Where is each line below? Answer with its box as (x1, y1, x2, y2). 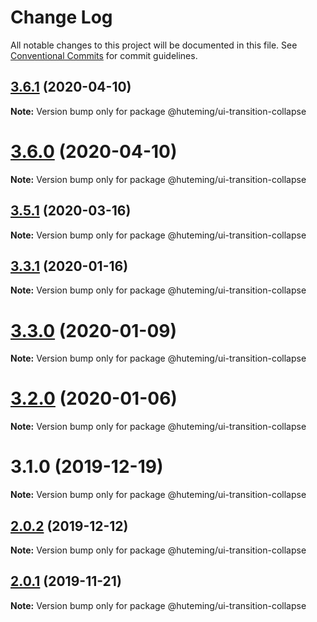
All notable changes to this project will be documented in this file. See (10, 39, 298, 51)
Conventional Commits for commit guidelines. (10, 49, 198, 61)
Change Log (10, 6, 113, 29)
